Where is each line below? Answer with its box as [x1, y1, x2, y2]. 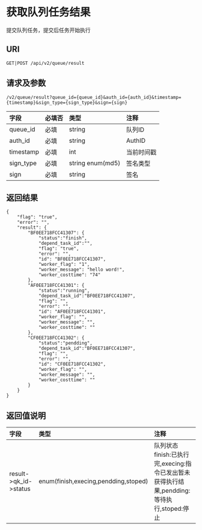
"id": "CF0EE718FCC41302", [38, 361, 106, 367]
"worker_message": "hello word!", [38, 267, 125, 273]
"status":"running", [38, 288, 90, 294]
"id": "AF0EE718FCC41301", [38, 309, 106, 315]
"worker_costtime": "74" [38, 272, 101, 278]
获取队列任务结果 [6, 5, 91, 19]
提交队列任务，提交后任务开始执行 [6, 26, 91, 34]
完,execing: [154, 460, 186, 468]
